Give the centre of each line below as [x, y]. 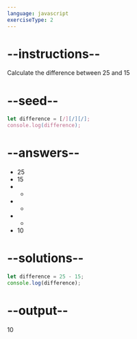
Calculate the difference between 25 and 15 [68, 73]
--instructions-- [54, 54]
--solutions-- [46, 258]
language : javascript [38, 13]
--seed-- [33, 101]
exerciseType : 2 [30, 20]
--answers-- [43, 153]
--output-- [38, 310]
